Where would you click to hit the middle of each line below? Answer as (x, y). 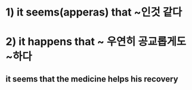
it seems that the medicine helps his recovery (92, 79)
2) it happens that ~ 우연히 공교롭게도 (96, 42)
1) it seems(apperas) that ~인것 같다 (94, 12)
